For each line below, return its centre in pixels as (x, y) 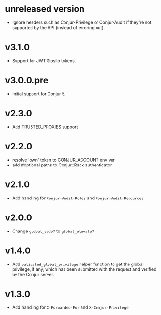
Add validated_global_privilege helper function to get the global (78, 264)
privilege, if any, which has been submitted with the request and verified (84, 269)
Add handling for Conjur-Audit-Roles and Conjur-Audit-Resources (78, 198)
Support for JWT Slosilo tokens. (44, 60)
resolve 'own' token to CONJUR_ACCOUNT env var (63, 160)
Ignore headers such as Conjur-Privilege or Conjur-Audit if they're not (82, 22)
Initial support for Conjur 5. (39, 94)
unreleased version (45, 9)
